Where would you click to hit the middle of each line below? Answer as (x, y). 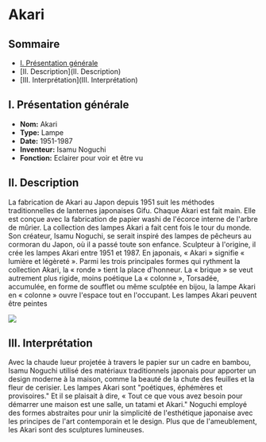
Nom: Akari (39, 124)
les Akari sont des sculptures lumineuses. (76, 430)
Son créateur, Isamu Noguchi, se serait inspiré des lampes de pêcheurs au (130, 235)
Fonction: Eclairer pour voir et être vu (81, 157)
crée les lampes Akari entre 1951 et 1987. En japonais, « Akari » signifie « (126, 253)
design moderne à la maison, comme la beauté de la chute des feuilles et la (131, 379)
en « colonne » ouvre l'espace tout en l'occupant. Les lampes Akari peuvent (133, 295)
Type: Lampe (42, 132)
